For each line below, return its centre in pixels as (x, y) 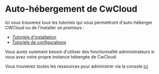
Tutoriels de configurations (39, 42)
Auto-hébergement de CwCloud (71, 9)
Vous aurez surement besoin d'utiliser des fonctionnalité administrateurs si (80, 52)
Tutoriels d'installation (34, 37)
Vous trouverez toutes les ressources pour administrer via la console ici (77, 66)
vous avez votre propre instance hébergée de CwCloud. (61, 56)
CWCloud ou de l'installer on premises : (45, 27)
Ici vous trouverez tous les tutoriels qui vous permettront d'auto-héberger (79, 22)
